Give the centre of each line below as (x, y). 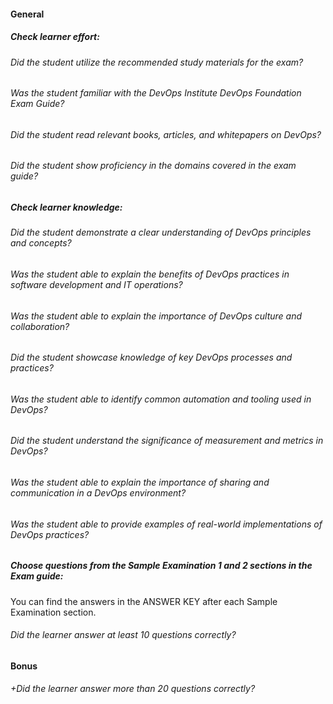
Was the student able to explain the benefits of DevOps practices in (150, 274)
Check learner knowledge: (66, 207)
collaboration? (40, 326)
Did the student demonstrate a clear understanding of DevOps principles (161, 232)
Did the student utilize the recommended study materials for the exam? (157, 62)
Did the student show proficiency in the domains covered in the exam (153, 166)
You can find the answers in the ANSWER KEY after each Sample (144, 601)
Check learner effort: (55, 37)
